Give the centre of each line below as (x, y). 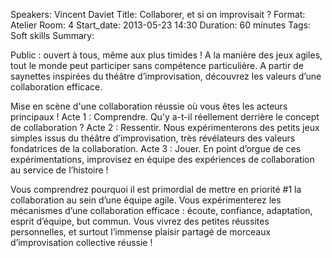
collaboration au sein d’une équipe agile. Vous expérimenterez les (146, 200)
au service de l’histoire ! (59, 170)
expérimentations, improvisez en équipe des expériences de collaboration (162, 159)
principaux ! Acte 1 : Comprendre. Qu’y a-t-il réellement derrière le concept (165, 117)
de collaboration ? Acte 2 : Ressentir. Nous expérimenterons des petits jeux (165, 127)
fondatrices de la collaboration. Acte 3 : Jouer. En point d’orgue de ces (156, 148)
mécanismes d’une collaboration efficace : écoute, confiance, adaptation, (161, 210)
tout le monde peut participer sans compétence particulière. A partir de (157, 65)
